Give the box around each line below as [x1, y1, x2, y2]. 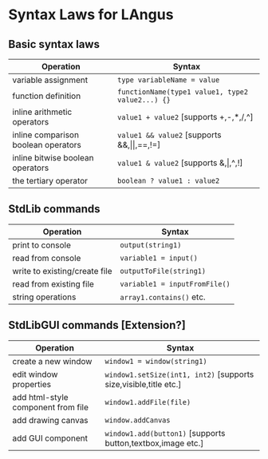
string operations [12, 291, 77, 303]
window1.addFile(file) [104, 398, 191, 406]
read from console [12, 252, 81, 263]
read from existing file [12, 278, 94, 289]
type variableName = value [116, 76, 220, 85]
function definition [12, 90, 81, 101]
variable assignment [12, 74, 89, 85]
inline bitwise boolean [12, 152, 94, 163]
